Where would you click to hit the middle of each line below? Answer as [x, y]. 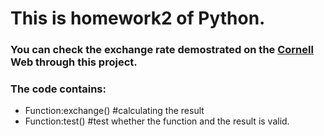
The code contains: [58, 89]
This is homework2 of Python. [138, 18]
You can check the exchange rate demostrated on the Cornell [162, 50]
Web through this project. [74, 62]
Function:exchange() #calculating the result [114, 111]
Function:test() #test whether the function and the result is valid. [157, 121]
